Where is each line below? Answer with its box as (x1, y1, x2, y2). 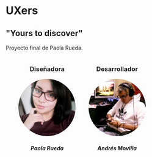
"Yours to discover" (5, 28, 83, 38)
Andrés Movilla (97, 144, 137, 152)
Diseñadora (29, 65, 65, 73)
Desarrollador (96, 65, 138, 73)
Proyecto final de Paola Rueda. (5, 44, 83, 51)
